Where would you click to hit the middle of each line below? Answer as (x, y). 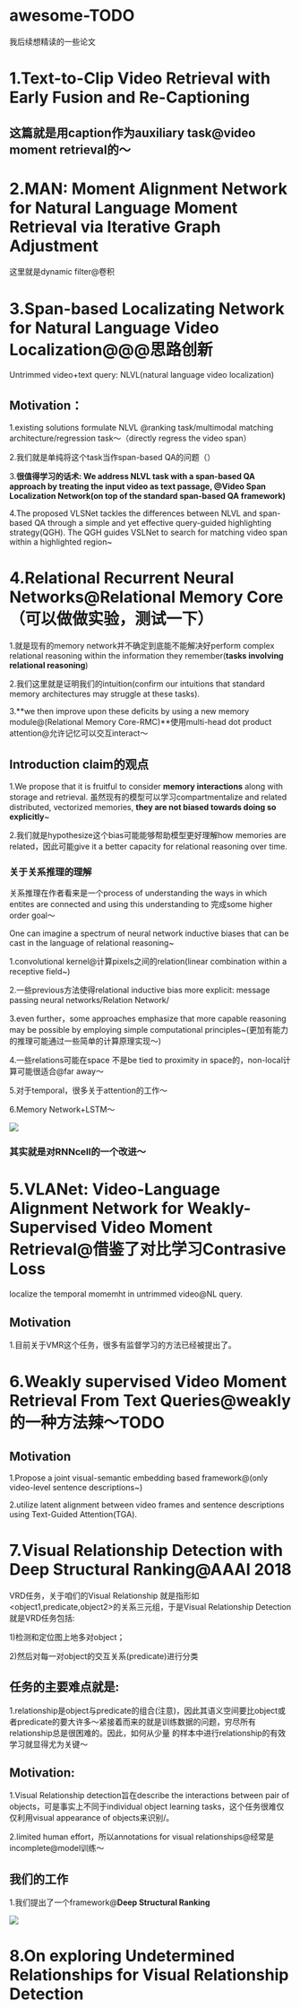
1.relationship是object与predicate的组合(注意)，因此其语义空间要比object (144, 1710)
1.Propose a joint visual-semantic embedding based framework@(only (139, 1478)
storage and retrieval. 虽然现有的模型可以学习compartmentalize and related (148, 797)
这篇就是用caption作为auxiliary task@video (133, 132)
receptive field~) (40, 972)
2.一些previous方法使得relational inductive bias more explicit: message (140, 990)
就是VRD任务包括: (42, 1618)
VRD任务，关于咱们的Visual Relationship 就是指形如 (104, 1595)
